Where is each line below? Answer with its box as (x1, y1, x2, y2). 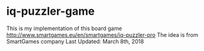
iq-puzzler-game (6, 4, 95, 18)
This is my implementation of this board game (6, 25, 122, 32)
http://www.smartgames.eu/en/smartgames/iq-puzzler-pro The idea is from (6, 31, 198, 38)
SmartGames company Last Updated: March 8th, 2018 (6, 37, 144, 45)
